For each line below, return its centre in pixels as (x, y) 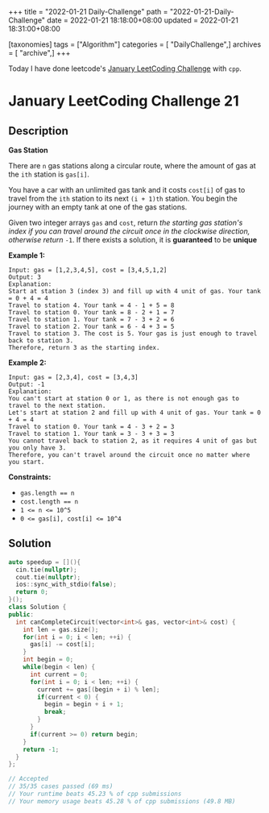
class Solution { (37, 608)
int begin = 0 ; (48, 660)
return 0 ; (32, 592)
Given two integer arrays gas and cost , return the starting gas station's (126, 222)
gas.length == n (47, 493)
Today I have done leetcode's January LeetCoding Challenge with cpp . (125, 68)
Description (38, 131)
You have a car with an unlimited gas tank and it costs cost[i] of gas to (127, 190)
